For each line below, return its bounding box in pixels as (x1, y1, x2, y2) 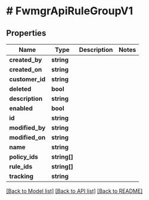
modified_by (9, 124, 46, 132)
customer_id (9, 75, 46, 83)
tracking (9, 172, 34, 180)
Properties (6, 28, 46, 38)
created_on (9, 66, 42, 73)
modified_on (9, 133, 46, 141)
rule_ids (9, 162, 33, 171)
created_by (9, 56, 42, 64)
